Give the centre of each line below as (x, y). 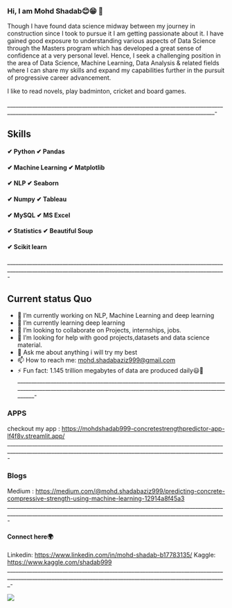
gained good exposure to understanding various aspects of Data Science (111, 41)
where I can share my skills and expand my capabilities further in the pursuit (116, 70)
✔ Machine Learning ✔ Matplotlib (56, 167)
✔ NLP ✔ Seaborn (33, 183)
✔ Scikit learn (27, 246)
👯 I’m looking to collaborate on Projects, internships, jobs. (99, 330)
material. (30, 345)
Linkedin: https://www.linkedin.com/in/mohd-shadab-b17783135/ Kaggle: (111, 555)
